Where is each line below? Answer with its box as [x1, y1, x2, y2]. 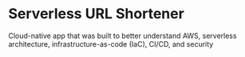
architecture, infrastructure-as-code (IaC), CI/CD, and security [8, 39, 214, 48]
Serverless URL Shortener [8, 5, 185, 23]
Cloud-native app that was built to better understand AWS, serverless [8, 31, 237, 40]
